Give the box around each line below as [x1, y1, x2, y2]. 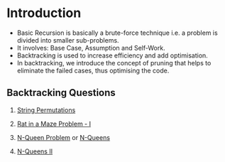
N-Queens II [16, 147, 53, 156]
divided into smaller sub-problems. [16, 36, 119, 44]
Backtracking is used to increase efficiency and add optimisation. [16, 51, 209, 60]
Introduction [6, 5, 82, 21]
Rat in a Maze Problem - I [16, 119, 92, 128]
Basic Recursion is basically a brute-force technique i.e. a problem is [16, 28, 218, 37]
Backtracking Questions [6, 87, 116, 99]
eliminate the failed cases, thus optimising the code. [16, 66, 170, 75]
